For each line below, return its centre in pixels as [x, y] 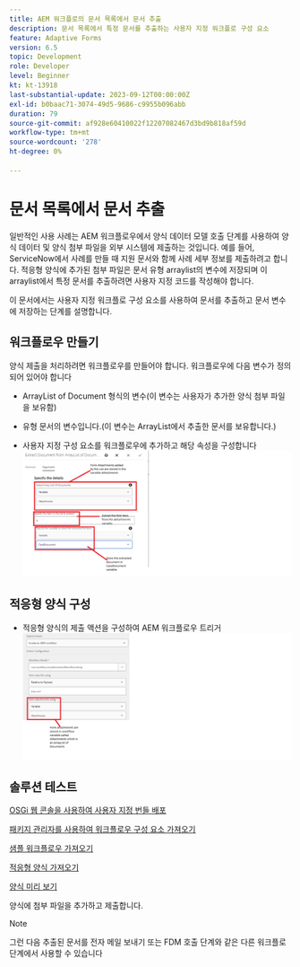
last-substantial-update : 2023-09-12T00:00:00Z [100, 94]
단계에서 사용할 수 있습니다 [56, 954]
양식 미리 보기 [34, 887]
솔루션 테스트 [43, 787]
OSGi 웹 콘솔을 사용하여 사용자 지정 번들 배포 [88, 810]
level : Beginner [39, 76]
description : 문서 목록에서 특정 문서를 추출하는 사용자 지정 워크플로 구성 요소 [139, 28]
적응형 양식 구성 [50, 605]
